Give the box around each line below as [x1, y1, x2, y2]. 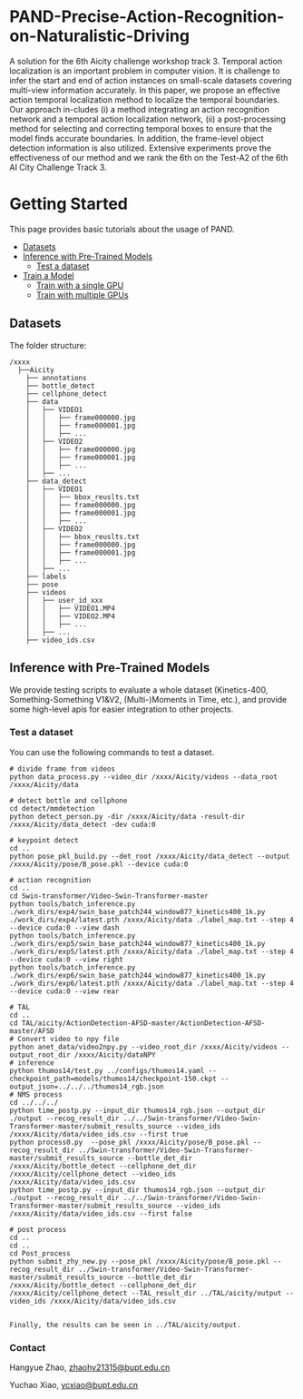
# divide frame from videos [9, 764, 116, 773]
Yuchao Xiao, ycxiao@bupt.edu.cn [9, 1380, 139, 1391]
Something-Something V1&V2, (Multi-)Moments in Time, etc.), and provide [9, 694, 288, 704]
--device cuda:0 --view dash [9, 923, 120, 932]
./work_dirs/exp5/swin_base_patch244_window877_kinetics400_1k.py [9, 939, 266, 948]
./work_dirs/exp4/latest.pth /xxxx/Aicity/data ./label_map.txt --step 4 [9, 915, 295, 924]
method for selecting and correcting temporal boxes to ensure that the [9, 123, 272, 133]
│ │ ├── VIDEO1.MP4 [25, 604, 116, 613]
